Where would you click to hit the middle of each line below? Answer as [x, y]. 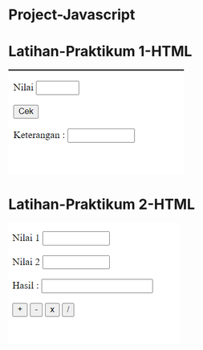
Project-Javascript [72, 15]
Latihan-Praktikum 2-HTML [101, 204]
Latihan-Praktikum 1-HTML [100, 52]
